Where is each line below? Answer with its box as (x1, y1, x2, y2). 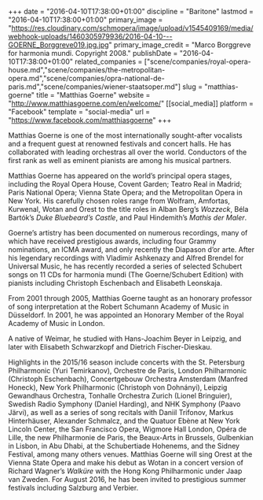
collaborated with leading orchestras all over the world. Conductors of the (8, 147, 247, 157)
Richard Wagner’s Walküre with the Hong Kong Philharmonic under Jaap (8, 466, 243, 476)
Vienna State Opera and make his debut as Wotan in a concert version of (8, 458, 244, 467)
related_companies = (74, 57, 143, 66)
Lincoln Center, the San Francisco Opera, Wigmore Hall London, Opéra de (8, 424, 247, 434)
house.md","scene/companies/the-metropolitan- (8, 65, 166, 74)
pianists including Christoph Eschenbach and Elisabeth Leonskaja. (8, 279, 222, 287)
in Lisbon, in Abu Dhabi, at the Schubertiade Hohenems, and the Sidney (8, 441, 240, 450)
